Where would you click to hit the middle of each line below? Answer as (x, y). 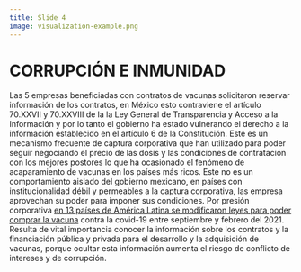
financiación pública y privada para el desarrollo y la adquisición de (134, 239)
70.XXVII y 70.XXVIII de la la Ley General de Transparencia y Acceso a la (144, 114)
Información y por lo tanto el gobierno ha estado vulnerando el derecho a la (149, 124)
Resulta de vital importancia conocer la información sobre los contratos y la (149, 230)
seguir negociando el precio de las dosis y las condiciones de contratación (148, 153)
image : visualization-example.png (74, 26)
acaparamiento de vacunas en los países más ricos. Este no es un (131, 172)
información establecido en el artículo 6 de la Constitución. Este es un (139, 134)
